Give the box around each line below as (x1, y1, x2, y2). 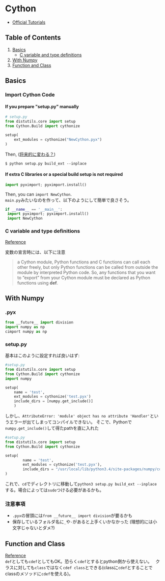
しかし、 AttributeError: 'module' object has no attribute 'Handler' (5, 413, 150, 419)
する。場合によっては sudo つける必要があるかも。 (5, 487, 104, 493)
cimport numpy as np (5, 329, 48, 334)
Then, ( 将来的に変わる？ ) (5, 151, 55, 157)
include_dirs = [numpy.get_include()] (14, 399, 93, 404)
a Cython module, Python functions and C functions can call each (17, 259, 151, 265)
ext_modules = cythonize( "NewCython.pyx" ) (14, 137, 102, 142)
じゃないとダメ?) (21, 525, 55, 531)
